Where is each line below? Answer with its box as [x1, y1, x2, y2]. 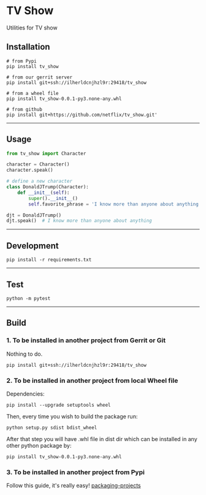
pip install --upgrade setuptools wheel [6, 402, 112, 408]
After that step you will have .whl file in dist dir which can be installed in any [6, 435, 197, 442]
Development [6, 240, 59, 251]
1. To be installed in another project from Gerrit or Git [6, 336, 166, 345]
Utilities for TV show [6, 24, 58, 31]
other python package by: [6, 442, 72, 449]
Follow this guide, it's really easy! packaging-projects [6, 482, 141, 489]
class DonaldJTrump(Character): [6, 184, 89, 190]
